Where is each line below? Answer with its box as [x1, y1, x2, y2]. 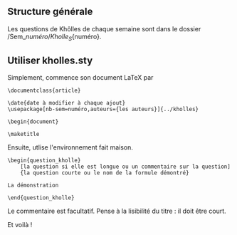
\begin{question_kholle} [7, 157, 81, 164]
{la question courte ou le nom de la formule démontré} [20, 169, 190, 177]
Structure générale [7, 6, 93, 18]
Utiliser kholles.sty [7, 55, 93, 66]
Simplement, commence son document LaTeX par [7, 73, 154, 82]
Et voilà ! [7, 221, 33, 229]
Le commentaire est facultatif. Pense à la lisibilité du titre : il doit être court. [7, 207, 226, 216]
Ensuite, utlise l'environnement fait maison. [7, 143, 134, 152]
